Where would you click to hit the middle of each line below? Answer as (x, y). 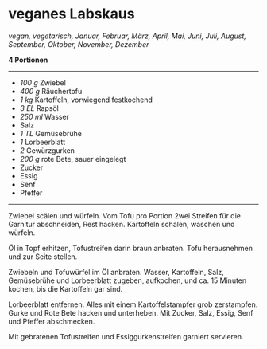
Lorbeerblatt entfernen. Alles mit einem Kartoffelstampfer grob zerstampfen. (133, 304)
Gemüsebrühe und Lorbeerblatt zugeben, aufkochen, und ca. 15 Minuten (128, 280)
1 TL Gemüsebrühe (50, 133)
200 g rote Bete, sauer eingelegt (73, 159)
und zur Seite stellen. (43, 257)
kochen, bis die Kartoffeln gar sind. (66, 288)
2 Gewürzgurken (47, 150)
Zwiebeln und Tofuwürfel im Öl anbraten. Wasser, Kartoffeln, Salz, (116, 272)
